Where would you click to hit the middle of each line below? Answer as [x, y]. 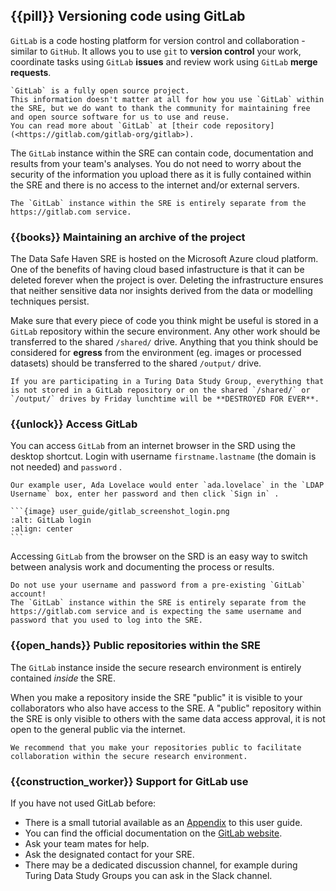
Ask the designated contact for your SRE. [109, 854]
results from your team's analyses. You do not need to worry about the [156, 163]
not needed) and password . [66, 467]
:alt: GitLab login [51, 520]
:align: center [42, 529]
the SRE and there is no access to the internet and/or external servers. [155, 185]
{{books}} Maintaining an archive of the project [128, 237]
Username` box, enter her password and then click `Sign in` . [145, 494]
